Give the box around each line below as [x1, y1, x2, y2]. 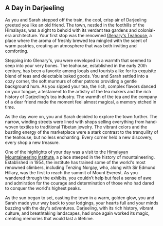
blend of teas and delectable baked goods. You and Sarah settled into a [5, 73, 148, 79]
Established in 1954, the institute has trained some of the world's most [5, 159, 146, 165]
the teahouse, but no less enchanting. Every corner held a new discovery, [5, 134, 153, 140]
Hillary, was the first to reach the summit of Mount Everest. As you [5, 169, 138, 175]
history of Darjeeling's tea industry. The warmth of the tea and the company [5, 94, 157, 100]
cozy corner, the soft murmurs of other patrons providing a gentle [5, 78, 137, 84]
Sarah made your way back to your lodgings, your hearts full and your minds [5, 200, 159, 205]
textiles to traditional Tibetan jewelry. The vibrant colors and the [19, 124, 147, 130]
